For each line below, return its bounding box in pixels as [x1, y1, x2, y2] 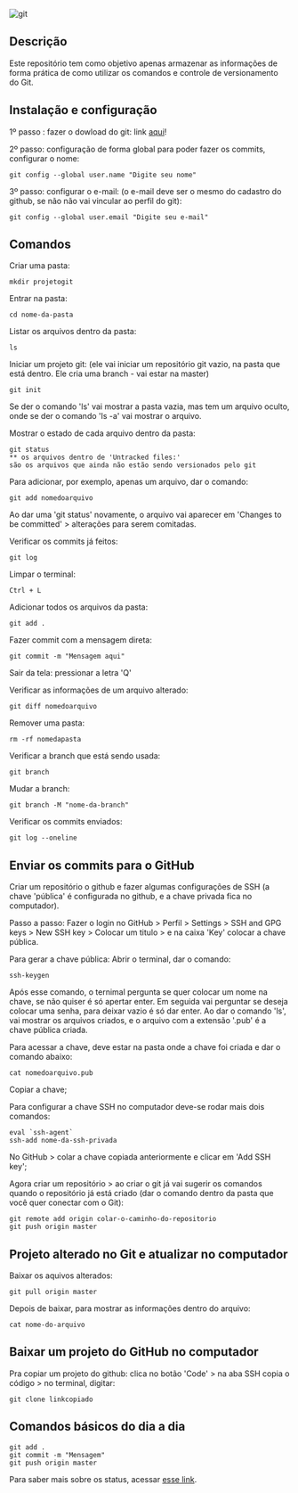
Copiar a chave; [9, 1084, 68, 1095]
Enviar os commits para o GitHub [9, 857, 195, 873]
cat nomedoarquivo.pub [9, 1069, 93, 1078]
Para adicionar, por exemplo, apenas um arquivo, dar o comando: [9, 477, 249, 488]
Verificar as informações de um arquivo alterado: [9, 685, 189, 695]
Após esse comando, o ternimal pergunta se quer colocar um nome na [9, 987, 269, 997]
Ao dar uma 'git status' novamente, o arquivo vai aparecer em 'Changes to [9, 509, 282, 521]
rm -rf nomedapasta [9, 735, 82, 744]
